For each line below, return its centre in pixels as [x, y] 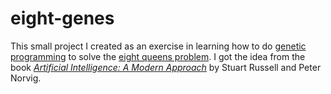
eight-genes [62, 18]
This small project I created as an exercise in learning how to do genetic [158, 46]
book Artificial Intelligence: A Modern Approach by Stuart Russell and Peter [166, 67]
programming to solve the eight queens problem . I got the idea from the [158, 56]
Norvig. [26, 78]
